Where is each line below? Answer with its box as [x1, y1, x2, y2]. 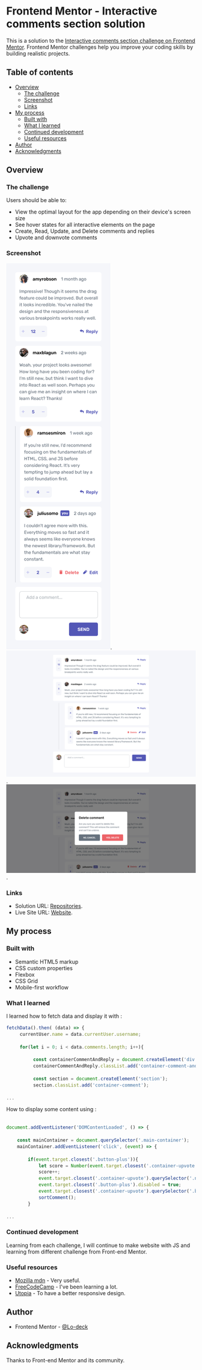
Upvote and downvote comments [14, 234, 97, 241]
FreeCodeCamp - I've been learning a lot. [14, 1283, 118, 1290]
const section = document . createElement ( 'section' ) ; [32, 1076, 168, 1082]
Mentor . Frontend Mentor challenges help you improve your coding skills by [6, 43, 194, 51]
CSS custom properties [14, 964, 73, 972]
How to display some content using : [6, 1106, 97, 1113]
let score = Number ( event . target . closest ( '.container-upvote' [38, 1162, 198, 1169]
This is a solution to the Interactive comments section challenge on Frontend [6, 37, 195, 44]
